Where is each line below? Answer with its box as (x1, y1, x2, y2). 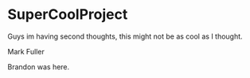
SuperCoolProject (7, 6, 128, 24)
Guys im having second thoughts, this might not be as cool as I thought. (7, 32, 244, 41)
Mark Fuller (7, 46, 45, 56)
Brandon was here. (7, 61, 70, 72)
